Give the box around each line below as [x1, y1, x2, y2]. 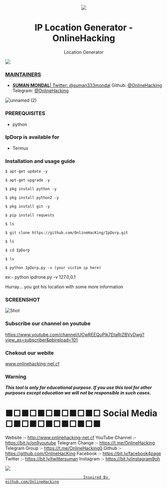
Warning [5, 373, 26, 380]
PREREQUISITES [5, 110, 46, 117]
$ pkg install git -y [5, 204, 50, 209]
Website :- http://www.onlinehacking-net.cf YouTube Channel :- [5, 434, 136, 440]
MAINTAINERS [5, 71, 41, 78]
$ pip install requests [5, 213, 55, 218]
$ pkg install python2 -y [5, 195, 59, 200]
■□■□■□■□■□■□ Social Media [5, 407, 158, 419]
